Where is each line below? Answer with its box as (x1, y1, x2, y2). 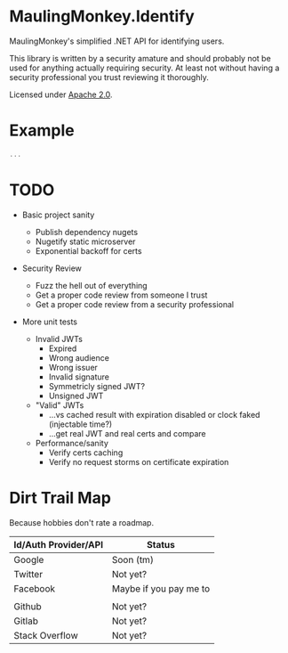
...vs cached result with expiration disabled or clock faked (48, 409, 260, 420)
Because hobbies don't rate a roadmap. (9, 517, 154, 527)
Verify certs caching (48, 447, 124, 458)
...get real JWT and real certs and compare (48, 428, 206, 438)
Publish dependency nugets (35, 226, 139, 237)
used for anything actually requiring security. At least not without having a (9, 62, 280, 73)
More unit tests (21, 316, 78, 327)
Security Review (21, 263, 82, 273)
